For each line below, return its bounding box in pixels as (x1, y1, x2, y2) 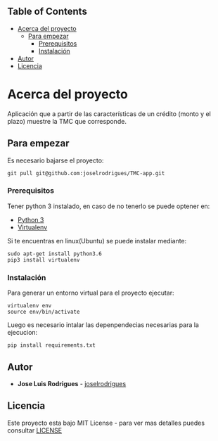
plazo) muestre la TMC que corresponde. (7, 117, 127, 125)
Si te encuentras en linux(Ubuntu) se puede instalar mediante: (7, 236, 187, 245)
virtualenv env (7, 302, 52, 309)
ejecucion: (7, 328, 38, 337)
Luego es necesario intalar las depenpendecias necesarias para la (7, 321, 199, 329)
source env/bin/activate (7, 309, 80, 316)
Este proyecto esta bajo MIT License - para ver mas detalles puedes (7, 418, 205, 427)
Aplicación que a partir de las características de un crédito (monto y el (7, 109, 211, 118)
